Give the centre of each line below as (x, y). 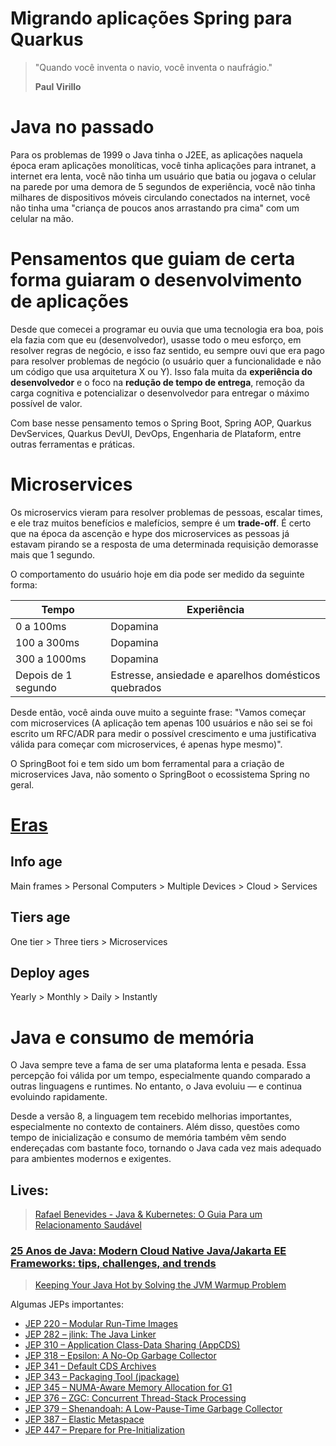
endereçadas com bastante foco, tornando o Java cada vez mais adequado (166, 1148)
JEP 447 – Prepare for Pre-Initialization (105, 1430)
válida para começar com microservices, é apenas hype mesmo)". (146, 744)
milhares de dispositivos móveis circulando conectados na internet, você (160, 197)
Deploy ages (50, 972)
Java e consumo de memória (132, 1037)
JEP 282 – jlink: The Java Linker (90, 1334)
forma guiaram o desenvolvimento (156, 280)
